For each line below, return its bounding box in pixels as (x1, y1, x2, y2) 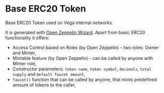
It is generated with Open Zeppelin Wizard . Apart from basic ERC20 (5, 29, 145, 35)
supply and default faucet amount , (12, 71, 86, 77)
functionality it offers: (5, 35, 50, 41)
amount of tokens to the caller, (12, 81, 76, 88)
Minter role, (12, 60, 37, 66)
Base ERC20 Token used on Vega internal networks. (5, 20, 113, 26)
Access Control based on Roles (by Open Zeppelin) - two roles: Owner (12, 44, 159, 50)
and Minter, (12, 50, 36, 56)
